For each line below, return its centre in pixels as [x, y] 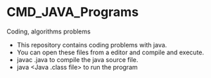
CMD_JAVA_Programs [72, 12]
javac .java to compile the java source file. [77, 59]
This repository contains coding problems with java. [92, 45]
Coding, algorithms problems [49, 31]
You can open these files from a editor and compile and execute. [110, 52]
